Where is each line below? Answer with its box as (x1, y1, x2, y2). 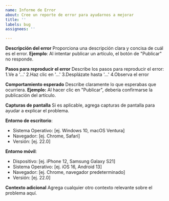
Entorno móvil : (5, 148, 37, 154)
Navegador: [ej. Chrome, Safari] (12, 133, 80, 139)
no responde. (5, 56, 34, 62)
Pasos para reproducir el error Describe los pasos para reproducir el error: (5, 66, 164, 72)
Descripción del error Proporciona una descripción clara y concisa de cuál (5, 45, 164, 51)
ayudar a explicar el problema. (5, 108, 70, 114)
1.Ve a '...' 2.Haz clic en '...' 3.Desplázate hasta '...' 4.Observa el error (5, 71, 150, 77)
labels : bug (5, 22, 31, 27)
